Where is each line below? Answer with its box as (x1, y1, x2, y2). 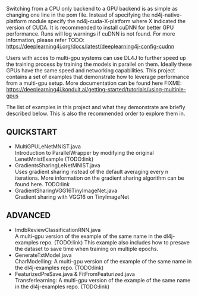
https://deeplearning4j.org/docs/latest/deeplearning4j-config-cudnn (6, 43, 174, 50)
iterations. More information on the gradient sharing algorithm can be (14, 174, 184, 182)
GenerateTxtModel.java (14, 252, 73, 259)
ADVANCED (6, 211, 51, 221)
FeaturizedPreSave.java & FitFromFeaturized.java (14, 270, 136, 278)
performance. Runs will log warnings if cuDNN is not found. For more (6, 30, 175, 37)
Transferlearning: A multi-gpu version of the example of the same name (14, 276, 191, 284)
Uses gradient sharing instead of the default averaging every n (14, 168, 168, 175)
